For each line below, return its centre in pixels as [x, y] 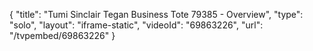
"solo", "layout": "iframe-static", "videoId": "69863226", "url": [136, 25]
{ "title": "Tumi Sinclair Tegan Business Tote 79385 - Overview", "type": [156, 14]
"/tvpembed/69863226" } [62, 35]
